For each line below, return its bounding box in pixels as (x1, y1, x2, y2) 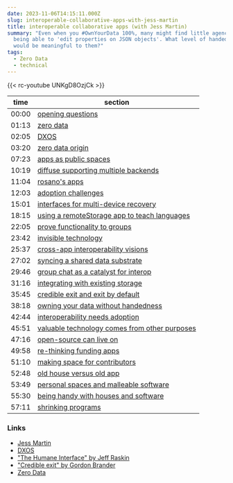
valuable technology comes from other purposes (37, 323, 196, 333)
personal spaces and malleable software (37, 380, 170, 389)
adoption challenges (37, 188, 104, 198)
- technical (13, 62, 49, 69)
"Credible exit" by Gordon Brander (17, 461, 116, 469)
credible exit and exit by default (37, 289, 140, 299)
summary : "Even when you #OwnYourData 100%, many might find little (7, 29, 209, 37)
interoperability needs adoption (37, 312, 140, 321)
